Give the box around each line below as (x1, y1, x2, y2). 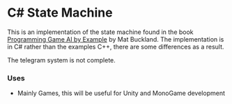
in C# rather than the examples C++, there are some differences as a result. (7, 42, 224, 51)
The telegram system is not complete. (7, 55, 116, 64)
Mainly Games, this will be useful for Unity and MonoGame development (17, 89, 225, 98)
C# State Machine (7, 5, 113, 21)
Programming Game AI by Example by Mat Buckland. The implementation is (7, 35, 224, 43)
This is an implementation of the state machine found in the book (7, 28, 194, 36)
